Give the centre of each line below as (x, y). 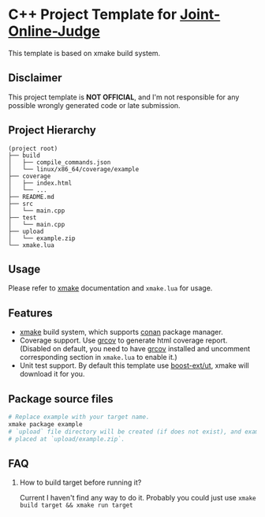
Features (30, 313)
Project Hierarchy (52, 131)
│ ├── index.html (40, 183)
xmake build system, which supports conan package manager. (121, 332)
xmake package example (45, 424)
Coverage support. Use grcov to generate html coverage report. (123, 340)
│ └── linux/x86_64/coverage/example (74, 169)
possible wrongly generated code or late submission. (94, 105)
